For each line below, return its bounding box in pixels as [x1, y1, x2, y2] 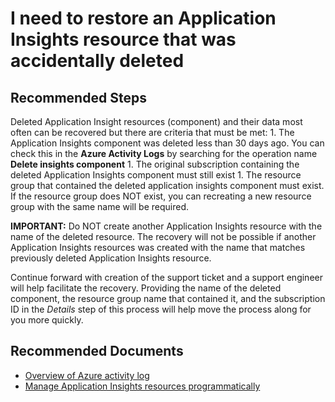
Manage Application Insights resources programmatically [24, 380, 261, 392]
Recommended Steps [10, 89, 147, 106]
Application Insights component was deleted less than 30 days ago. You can [10, 137, 325, 149]
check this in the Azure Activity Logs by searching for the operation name [10, 148, 318, 159]
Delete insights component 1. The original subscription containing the [10, 158, 300, 170]
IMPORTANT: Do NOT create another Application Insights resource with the [10, 220, 323, 232]
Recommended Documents [10, 343, 184, 360]
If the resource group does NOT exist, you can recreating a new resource [10, 190, 312, 202]
